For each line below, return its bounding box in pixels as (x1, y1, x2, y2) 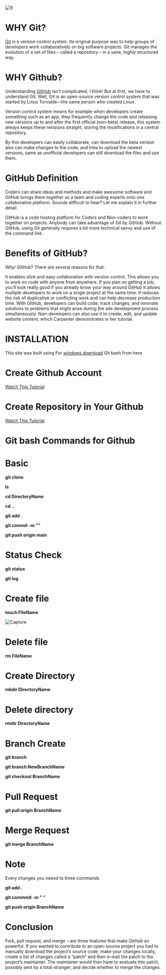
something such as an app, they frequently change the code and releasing (5, 113, 157, 119)
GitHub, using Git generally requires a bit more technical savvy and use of (5, 225, 156, 231)
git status (5, 566, 25, 572)
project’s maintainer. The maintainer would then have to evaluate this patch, (5, 959, 160, 965)
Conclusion (5, 921, 54, 933)
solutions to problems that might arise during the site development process (5, 305, 159, 311)
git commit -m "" (5, 522, 41, 528)
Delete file (5, 636, 48, 647)
